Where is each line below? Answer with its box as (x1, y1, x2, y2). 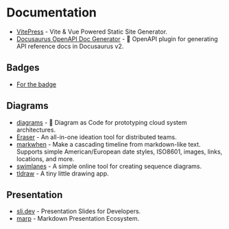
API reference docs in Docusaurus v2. (16, 42, 124, 50)
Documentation (6, 5, 97, 21)
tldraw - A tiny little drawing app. (16, 169, 109, 178)
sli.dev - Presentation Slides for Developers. (16, 207, 141, 215)
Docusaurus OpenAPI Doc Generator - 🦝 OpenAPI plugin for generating (16, 34, 219, 43)
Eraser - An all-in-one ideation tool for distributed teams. (16, 132, 177, 141)
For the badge (16, 80, 56, 88)
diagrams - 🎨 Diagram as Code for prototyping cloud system (16, 118, 187, 126)
